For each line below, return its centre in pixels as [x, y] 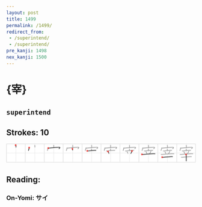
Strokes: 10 [28, 132]
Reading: [23, 180]
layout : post [23, 13]
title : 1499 [21, 19]
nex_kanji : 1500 [26, 57]
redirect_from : [25, 32]
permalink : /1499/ [29, 25]
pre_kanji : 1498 [26, 51]
